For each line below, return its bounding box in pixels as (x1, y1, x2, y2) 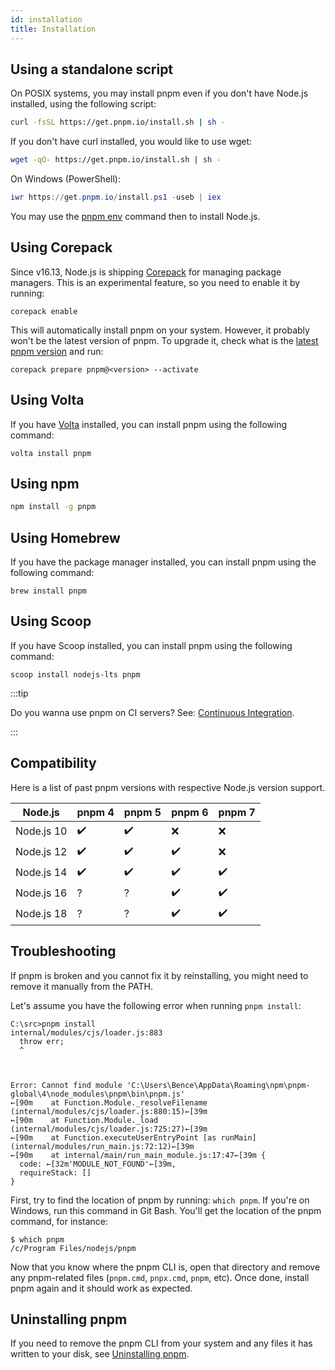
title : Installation (10, 24, 97, 34)
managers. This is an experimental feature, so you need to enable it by (10, 276, 301, 288)
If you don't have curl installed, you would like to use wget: (10, 136, 253, 148)
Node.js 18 (15, 907, 68, 921)
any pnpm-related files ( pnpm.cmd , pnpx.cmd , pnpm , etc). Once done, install (10, 1271, 310, 1283)
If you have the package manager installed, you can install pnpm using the (10, 556, 317, 568)
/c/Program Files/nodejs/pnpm (10, 1243, 137, 1253)
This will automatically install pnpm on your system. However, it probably (10, 324, 310, 336)
